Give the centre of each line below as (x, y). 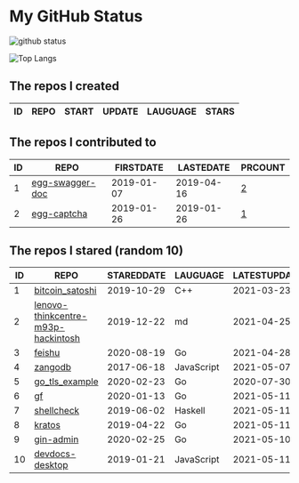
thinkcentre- (61, 316)
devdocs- (55, 454)
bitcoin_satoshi (65, 291)
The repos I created (65, 86)
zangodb (53, 367)
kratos (47, 425)
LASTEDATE (204, 167)
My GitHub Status (76, 16)
